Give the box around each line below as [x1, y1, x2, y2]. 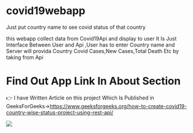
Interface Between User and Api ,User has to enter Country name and [6, 41, 175, 48]
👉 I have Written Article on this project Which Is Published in [6, 94, 155, 101]
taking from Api [6, 54, 44, 61]
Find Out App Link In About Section [6, 75, 181, 88]
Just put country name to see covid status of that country [6, 24, 146, 31]
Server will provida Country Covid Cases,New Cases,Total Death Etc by [6, 47, 179, 54]
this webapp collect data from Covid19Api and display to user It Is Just [6, 35, 177, 42]
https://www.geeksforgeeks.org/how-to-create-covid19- [49, 102, 187, 109]
